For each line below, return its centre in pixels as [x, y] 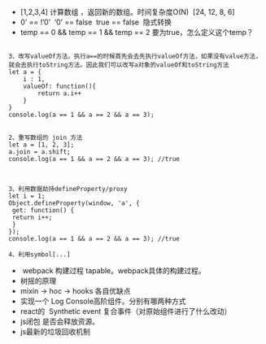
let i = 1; [27, 196]
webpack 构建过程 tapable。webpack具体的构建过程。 [114, 270]
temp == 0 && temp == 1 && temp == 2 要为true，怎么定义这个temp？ [137, 32]
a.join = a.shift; [39, 152]
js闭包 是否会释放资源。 [60, 321]
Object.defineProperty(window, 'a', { [74, 203]
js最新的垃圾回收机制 [55, 331]
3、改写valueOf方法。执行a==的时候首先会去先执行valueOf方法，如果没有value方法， [135, 56]
